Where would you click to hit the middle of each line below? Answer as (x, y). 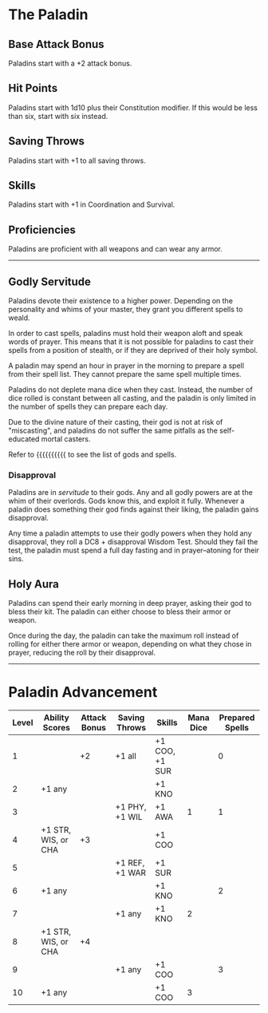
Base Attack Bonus (57, 44)
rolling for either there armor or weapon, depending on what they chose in (130, 644)
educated (24, 439)
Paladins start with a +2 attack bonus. (70, 63)
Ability (56, 718)
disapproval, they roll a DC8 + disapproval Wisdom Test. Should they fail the (133, 542)
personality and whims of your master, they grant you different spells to (126, 310)
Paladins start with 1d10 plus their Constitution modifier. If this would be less (133, 107)
